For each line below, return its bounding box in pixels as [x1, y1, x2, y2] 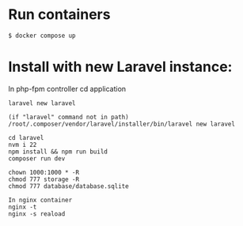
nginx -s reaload [8, 209, 66, 218]
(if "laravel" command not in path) [8, 113, 129, 121]
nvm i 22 [8, 141, 37, 149]
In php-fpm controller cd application [8, 84, 127, 93]
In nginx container [8, 196, 73, 204]
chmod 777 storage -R [8, 175, 80, 183]
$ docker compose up [8, 32, 77, 40]
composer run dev [8, 154, 66, 163]
